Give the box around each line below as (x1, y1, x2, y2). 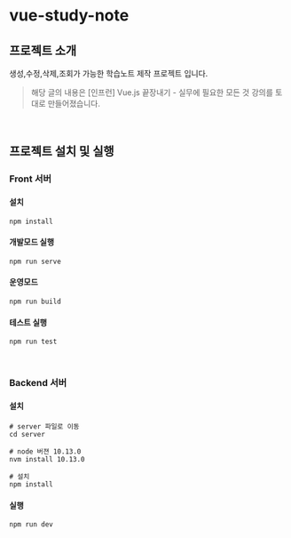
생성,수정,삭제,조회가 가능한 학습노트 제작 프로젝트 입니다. (9, 68, 208, 78)
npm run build (9, 297, 62, 306)
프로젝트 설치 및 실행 (9, 144, 114, 159)
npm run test (9, 337, 58, 347)
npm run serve (9, 257, 62, 266)
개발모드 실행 (9, 237, 55, 247)
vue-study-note (9, 5, 130, 26)
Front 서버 (9, 173, 51, 185)
